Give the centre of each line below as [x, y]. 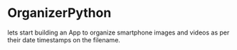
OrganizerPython [59, 13]
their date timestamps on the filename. [64, 39]
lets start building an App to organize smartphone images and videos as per [118, 32]
